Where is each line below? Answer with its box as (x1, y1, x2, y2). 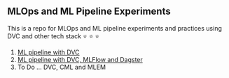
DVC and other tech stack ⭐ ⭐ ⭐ (7, 31, 100, 40)
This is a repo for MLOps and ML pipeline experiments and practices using (7, 24, 222, 32)
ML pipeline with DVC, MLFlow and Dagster (17, 55, 144, 63)
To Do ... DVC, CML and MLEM (17, 63, 106, 71)
